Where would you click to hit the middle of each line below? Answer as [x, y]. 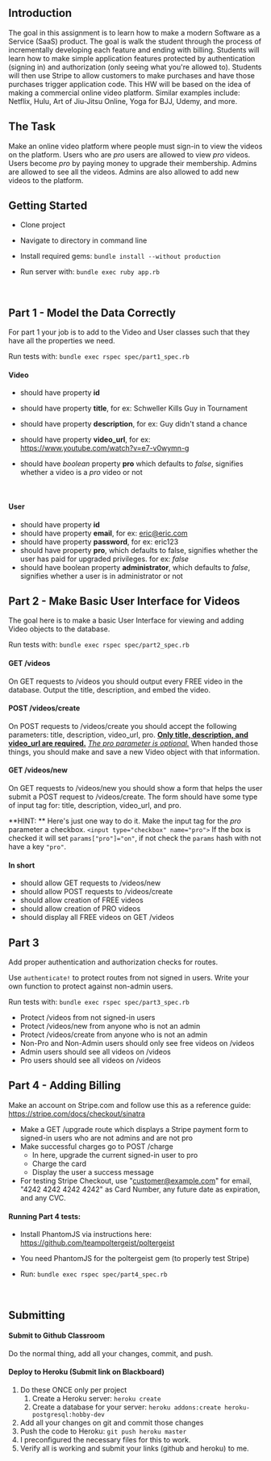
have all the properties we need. [62, 341]
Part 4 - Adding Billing [65, 1086]
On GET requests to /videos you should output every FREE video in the [126, 681]
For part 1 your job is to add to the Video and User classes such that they [129, 332]
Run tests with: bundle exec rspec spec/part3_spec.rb [99, 1002]
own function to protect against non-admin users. [91, 986]
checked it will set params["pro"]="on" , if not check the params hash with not [135, 839]
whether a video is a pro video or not [81, 472]
